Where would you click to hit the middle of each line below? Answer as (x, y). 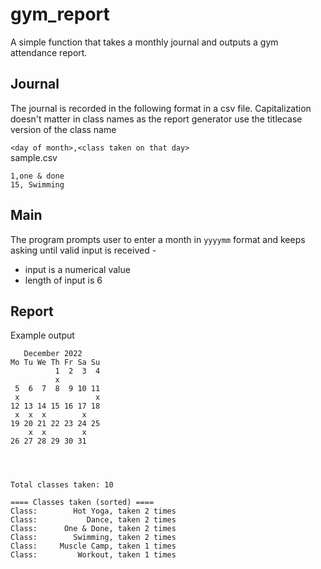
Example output (42, 335)
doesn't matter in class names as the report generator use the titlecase (156, 119)
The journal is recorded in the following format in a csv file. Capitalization (161, 108)
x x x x (50, 415)
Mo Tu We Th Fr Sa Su (55, 363)
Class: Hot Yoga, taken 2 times (93, 511)
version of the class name (63, 129)
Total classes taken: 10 (62, 485)
